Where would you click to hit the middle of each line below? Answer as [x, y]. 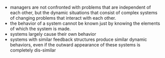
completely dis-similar [33, 50]
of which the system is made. [40, 29]
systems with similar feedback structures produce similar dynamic [78, 39]
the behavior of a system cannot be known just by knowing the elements [85, 23]
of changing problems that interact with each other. [63, 18]
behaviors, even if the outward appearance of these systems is [75, 45]
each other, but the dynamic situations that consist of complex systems [84, 13]
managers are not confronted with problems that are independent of [80, 7]
